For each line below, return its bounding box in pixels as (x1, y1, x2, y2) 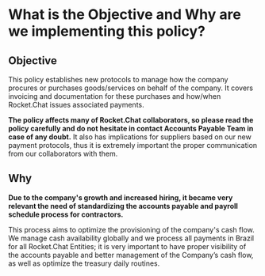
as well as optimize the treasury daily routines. (8, 259, 160, 268)
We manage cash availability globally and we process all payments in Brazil (8, 233, 255, 243)
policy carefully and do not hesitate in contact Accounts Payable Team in (8, 124, 254, 133)
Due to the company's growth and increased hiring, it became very (8, 192, 233, 202)
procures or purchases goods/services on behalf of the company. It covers (8, 83, 254, 93)
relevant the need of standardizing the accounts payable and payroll (8, 201, 238, 210)
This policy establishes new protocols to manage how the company (8, 75, 229, 84)
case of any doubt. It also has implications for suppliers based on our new (8, 132, 252, 142)
